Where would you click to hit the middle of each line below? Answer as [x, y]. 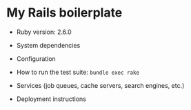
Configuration [36, 58]
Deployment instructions [51, 99]
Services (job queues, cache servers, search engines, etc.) [100, 85]
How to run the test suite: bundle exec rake [78, 72]
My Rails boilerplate [64, 13]
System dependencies [48, 45]
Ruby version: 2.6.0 [44, 32]
